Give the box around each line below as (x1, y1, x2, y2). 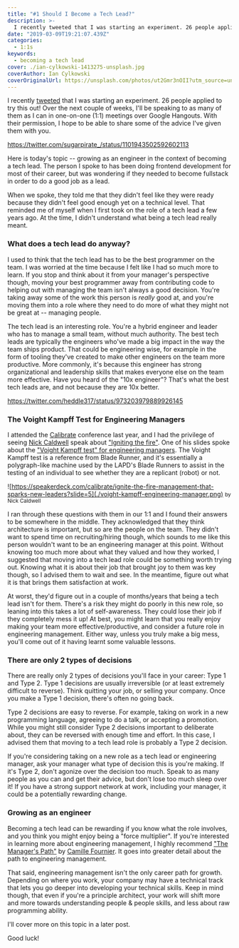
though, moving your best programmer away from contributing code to (7, 277, 215, 286)
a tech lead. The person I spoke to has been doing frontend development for (7, 162, 231, 170)
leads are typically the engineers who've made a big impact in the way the (7, 337, 225, 346)
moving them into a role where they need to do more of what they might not (7, 300, 229, 309)
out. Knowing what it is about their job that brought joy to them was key (7, 563, 216, 571)
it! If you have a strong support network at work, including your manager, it (7, 783, 226, 791)
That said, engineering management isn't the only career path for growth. (7, 868, 223, 877)
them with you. (7, 126, 51, 136)
